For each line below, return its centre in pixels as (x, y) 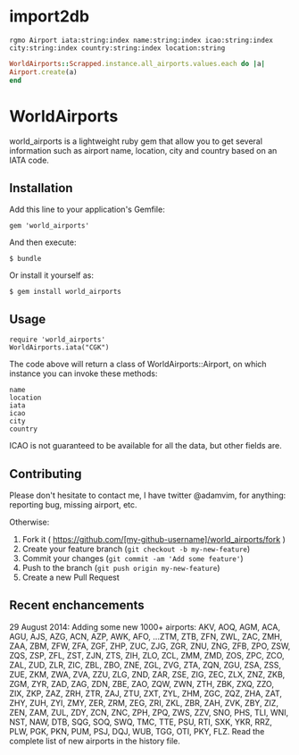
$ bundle (25, 259)
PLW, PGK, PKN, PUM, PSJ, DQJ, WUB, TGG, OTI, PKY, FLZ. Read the (137, 731)
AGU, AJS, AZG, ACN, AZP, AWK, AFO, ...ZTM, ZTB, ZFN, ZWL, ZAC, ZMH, (146, 636)
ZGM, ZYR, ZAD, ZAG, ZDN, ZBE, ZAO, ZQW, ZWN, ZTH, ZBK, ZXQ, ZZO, (142, 684)
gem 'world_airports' (50, 226)
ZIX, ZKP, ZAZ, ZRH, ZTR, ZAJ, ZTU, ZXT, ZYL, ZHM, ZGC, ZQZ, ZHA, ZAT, (146, 693)
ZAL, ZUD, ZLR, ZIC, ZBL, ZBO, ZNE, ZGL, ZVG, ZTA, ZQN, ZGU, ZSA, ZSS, (145, 665)
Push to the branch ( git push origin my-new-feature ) (121, 567)
